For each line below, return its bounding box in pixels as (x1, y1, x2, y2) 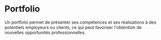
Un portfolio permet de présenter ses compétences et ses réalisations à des (4, 19, 157, 25)
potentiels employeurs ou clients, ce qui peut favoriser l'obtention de (4, 24, 142, 30)
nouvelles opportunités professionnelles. (4, 29, 86, 35)
